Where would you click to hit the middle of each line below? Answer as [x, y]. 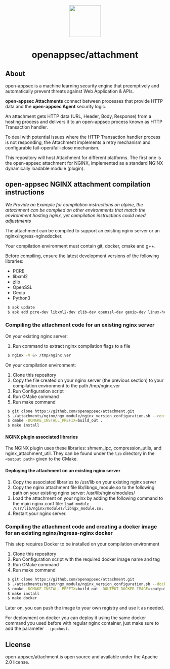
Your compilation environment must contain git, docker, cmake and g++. [80, 246]
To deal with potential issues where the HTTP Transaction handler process [83, 137]
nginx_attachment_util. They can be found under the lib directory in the [80, 453]
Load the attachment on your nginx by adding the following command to [88, 498]
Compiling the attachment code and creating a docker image [81, 527]
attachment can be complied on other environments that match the [75, 210]
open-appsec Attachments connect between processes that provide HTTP [84, 101]
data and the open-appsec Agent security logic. [56, 107]
